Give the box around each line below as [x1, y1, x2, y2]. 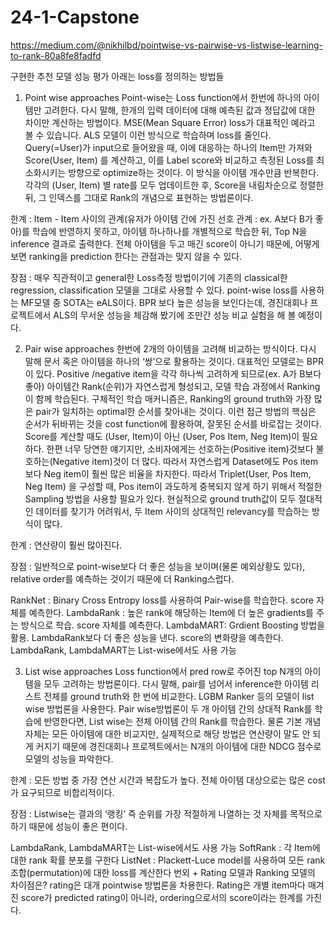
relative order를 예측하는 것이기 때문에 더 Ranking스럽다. [10, 572, 235, 585]
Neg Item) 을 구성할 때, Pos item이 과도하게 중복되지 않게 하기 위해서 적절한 [24, 480, 323, 492]
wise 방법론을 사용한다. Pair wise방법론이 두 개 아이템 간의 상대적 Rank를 [24, 702, 313, 715]
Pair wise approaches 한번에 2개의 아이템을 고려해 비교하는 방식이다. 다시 [24, 342, 317, 355]
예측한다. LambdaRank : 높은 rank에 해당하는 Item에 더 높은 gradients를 [28, 606, 314, 618]
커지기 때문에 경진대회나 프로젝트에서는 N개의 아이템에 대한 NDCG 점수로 [35, 740, 322, 752]
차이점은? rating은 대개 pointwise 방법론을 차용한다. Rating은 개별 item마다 [10, 879, 306, 891]
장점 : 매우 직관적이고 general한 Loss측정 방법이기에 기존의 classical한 [10, 271, 288, 283]
